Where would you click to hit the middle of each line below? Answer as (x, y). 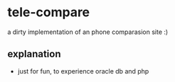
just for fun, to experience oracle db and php (83, 71)
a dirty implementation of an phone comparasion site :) (88, 32)
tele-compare (49, 12)
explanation (34, 54)
